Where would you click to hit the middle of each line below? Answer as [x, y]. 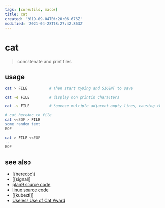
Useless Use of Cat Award [39, 200]
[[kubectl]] [23, 195]
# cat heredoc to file [28, 115]
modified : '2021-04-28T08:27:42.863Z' [45, 23]
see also [18, 162]
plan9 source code [31, 184]
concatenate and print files [44, 62]
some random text [23, 124]
